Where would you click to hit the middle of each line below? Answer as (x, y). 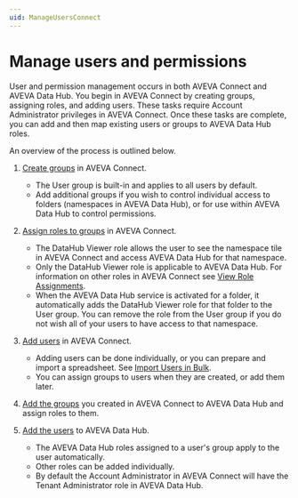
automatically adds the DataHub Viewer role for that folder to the (154, 304)
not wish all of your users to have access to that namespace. (147, 323)
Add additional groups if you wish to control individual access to (153, 194)
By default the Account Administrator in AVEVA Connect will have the (162, 476)
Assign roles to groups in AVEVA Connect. (99, 230)
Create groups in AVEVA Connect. (84, 168)
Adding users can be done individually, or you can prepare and (151, 357)
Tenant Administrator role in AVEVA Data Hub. (119, 485)
